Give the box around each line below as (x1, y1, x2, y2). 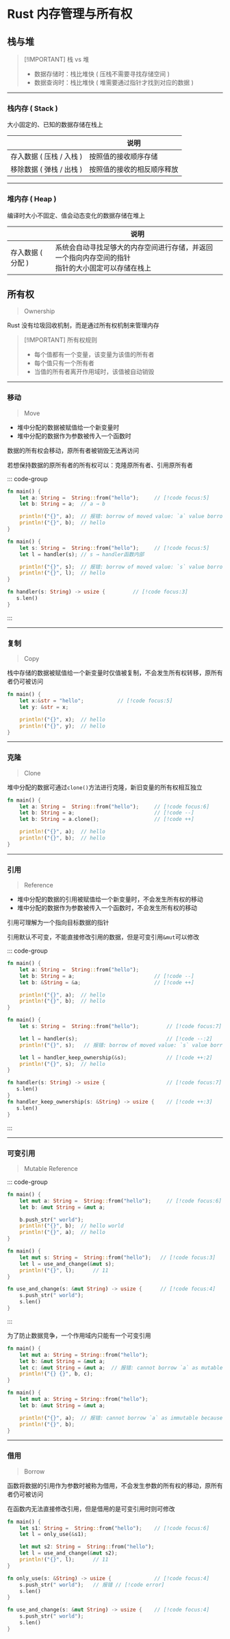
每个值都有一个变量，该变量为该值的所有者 (34, 351, 155, 359)
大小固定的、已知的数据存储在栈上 (7, 121, 103, 129)
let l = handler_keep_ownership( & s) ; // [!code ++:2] (19, 1054, 213, 1061)
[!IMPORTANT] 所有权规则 (23, 336, 98, 344)
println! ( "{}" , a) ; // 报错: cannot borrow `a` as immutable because (19, 1415, 223, 1421)
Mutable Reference (23, 1164, 78, 1172)
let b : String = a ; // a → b (19, 500, 106, 508)
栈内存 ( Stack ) (7, 104, 58, 113)
